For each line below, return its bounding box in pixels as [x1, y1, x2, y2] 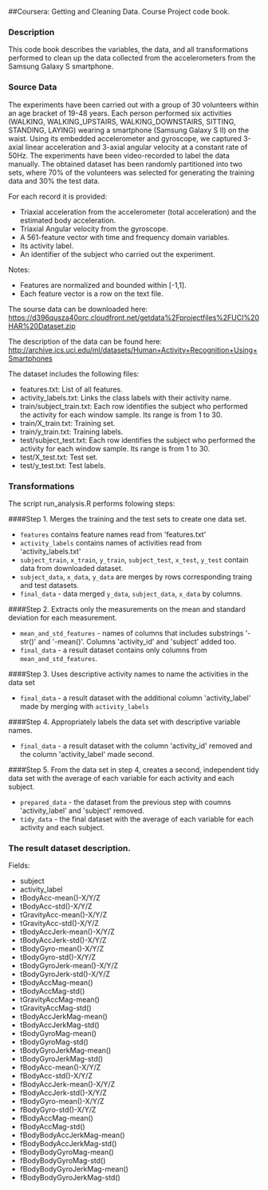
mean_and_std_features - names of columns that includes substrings [19, 628, 244, 637]
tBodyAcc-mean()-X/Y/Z [19, 893, 101, 903]
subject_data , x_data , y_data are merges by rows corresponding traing [19, 572, 253, 581]
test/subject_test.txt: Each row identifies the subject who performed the [19, 435, 256, 445]
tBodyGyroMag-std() [19, 1037, 89, 1047]
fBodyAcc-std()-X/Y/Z [19, 1071, 93, 1081]
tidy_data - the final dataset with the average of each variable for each [19, 814, 254, 824]
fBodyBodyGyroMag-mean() [19, 1148, 114, 1157]
